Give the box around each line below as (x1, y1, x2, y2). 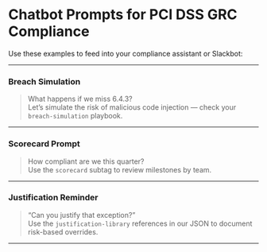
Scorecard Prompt (8, 138, 81, 149)
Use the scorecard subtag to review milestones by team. (27, 165, 212, 174)
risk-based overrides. (27, 227, 99, 236)
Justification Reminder (8, 192, 99, 204)
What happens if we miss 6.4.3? (27, 94, 133, 104)
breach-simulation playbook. (27, 111, 123, 121)
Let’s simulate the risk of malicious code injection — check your (27, 103, 237, 112)
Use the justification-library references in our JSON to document (27, 219, 253, 228)
